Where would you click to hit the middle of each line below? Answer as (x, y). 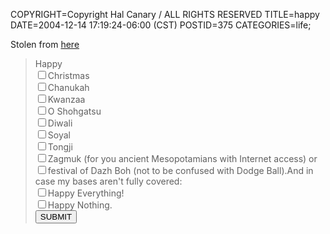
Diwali (60, 123)
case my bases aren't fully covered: (108, 181)
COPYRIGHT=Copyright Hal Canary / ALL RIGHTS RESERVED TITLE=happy (165, 14)
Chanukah (68, 87)
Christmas (68, 75)
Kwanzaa (66, 99)
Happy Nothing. (80, 205)
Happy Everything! (86, 193)
